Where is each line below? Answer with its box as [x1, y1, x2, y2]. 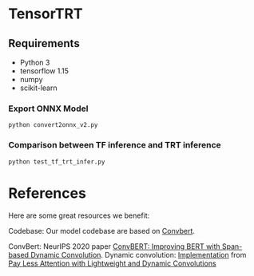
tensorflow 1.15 [19, 66, 69, 76]
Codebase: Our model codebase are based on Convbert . [8, 226, 196, 235]
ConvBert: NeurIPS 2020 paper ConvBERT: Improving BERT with [8, 241, 221, 251]
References [8, 184, 86, 202]
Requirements [8, 37, 80, 50]
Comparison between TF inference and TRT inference [8, 140, 221, 151]
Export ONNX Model [8, 103, 89, 114]
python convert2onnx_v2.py [8, 121, 98, 129]
